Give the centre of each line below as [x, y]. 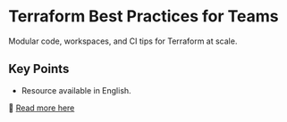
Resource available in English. [76, 90]
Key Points [39, 69]
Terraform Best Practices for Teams [143, 16]
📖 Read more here [42, 108]
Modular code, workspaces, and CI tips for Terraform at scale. [123, 41]
